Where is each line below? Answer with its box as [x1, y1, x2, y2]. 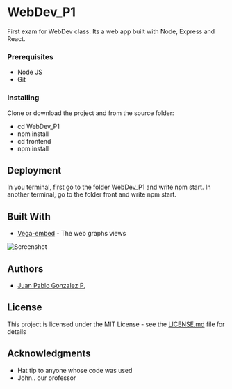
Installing [7, 93, 40, 102]
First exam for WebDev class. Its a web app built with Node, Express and [7, 27, 215, 36]
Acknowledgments [7, 348, 92, 360]
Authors [7, 263, 44, 275]
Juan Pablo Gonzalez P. [17, 281, 85, 289]
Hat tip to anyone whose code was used [17, 366, 133, 374]
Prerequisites [7, 52, 53, 61]
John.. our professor [17, 374, 76, 382]
